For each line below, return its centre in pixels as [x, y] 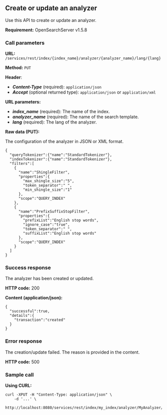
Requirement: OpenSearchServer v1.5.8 [46, 30]
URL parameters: [23, 102]
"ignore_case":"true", [46, 225]
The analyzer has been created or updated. [49, 278]
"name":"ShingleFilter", [44, 172]
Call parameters [25, 43]
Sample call [19, 375]
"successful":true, [30, 311]
